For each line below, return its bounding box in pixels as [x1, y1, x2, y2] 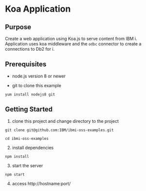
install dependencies [12, 145, 54, 151]
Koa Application [5, 3, 71, 15]
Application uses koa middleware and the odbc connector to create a [5, 41, 142, 47]
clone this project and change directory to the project [12, 118, 119, 124]
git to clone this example [12, 82, 62, 88]
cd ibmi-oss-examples [5, 136, 49, 141]
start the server [12, 162, 43, 169]
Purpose [5, 23, 32, 31]
